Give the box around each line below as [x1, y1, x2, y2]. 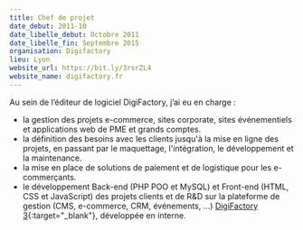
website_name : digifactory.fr [9, 72, 124, 81]
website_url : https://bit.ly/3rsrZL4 [9, 64, 152, 73]
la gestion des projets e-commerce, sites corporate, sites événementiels [22, 114, 292, 124]
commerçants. [22, 171, 77, 182]
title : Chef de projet [9, 13, 95, 23]
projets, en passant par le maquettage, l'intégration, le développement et [22, 143, 294, 153]
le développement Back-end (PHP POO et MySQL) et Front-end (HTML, [22, 181, 289, 192]
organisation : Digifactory [9, 47, 111, 56]
